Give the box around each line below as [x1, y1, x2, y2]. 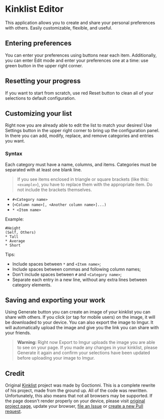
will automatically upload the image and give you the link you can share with [5, 325, 159, 331]
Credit [5, 369, 25, 378]
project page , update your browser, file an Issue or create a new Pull [5, 403, 143, 409]
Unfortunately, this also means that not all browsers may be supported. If [5, 393, 153, 399]
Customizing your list [5, 109, 72, 117]
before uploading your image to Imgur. [17, 355, 95, 361]
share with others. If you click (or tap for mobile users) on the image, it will [5, 314, 156, 320]
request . [5, 409, 22, 415]
